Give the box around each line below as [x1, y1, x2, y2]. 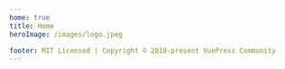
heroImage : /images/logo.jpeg [9, 30, 124, 39]
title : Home [9, 22, 54, 30]
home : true [9, 13, 51, 22]
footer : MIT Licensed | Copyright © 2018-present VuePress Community [9, 46, 277, 55]
